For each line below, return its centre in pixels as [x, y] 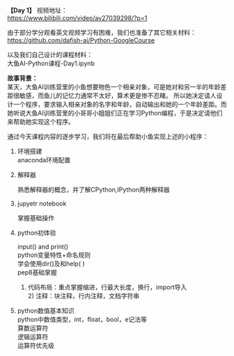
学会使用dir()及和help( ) [51, 264]
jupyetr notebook [42, 203]
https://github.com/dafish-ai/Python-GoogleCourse [81, 40]
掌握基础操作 [36, 218]
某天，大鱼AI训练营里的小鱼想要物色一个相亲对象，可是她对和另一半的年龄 [114, 87]
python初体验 [37, 233]
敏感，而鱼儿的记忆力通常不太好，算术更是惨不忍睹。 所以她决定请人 [118, 95]
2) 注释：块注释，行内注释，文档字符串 [84, 296]
